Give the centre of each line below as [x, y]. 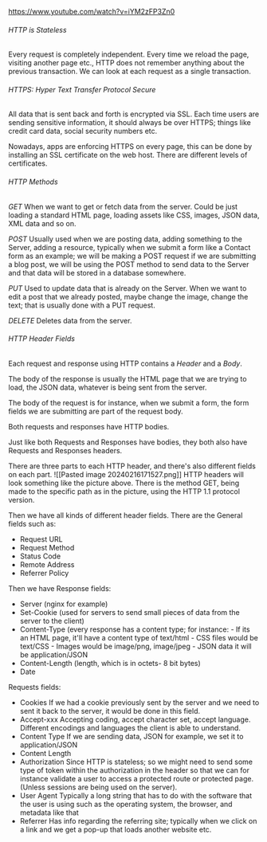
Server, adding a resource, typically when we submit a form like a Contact [130, 247]
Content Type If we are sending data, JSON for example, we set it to [132, 736]
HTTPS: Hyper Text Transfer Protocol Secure [82, 89]
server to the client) [52, 621]
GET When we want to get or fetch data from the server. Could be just [123, 206]
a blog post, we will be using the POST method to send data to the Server [129, 264]
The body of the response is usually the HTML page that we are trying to [128, 378]
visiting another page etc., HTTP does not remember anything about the [126, 63]
